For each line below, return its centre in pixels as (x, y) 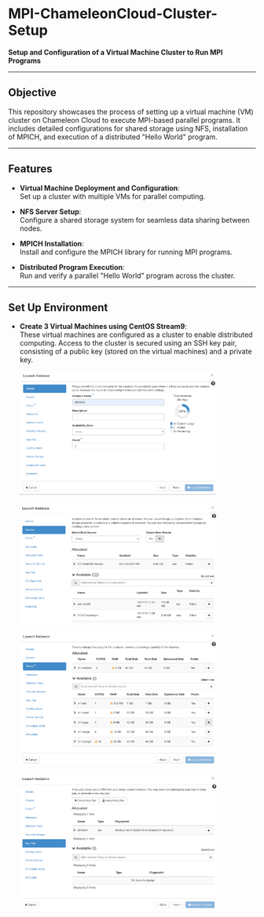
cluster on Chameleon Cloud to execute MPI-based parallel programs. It (125, 120)
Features (30, 169)
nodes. (31, 228)
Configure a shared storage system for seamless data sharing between (134, 220)
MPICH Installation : (51, 243)
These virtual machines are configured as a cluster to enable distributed (136, 335)
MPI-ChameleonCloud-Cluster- (113, 14)
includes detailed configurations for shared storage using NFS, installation (128, 128)
